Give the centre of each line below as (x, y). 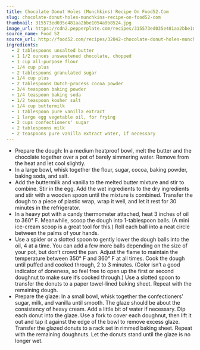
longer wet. (29, 340)
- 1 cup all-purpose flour (45, 61)
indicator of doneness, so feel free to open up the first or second (94, 271)
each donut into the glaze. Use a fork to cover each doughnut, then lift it (103, 315)
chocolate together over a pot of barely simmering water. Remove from (102, 157)
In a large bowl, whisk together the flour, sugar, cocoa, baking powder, (101, 169)
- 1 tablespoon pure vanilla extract (58, 111)
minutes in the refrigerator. (47, 207)
